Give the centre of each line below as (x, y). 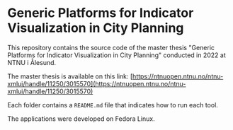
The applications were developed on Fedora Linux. (81, 119)
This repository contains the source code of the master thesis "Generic (111, 47)
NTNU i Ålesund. (32, 62)
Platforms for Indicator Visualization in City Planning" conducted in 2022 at (116, 55)
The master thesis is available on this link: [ (70, 76)
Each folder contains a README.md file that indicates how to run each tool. (113, 105)
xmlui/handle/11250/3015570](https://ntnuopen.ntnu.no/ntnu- (97, 83)
